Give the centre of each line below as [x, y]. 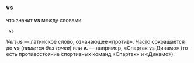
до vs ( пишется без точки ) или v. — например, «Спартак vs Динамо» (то [97, 48]
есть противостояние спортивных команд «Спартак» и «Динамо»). [91, 54]
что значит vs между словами [44, 20]
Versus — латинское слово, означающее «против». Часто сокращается [96, 42]
